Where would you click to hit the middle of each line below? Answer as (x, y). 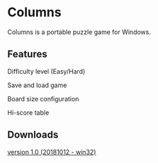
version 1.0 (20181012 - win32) (52, 152)
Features (27, 54)
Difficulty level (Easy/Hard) (46, 71)
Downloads (33, 135)
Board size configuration (43, 99)
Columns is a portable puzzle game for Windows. (79, 32)
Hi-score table (28, 112)
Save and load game (37, 85)
